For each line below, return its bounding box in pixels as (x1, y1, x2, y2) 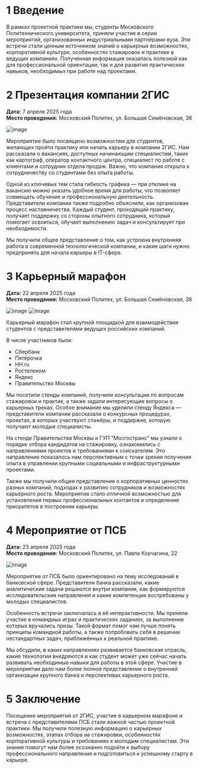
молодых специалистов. (6, 598, 68, 605)
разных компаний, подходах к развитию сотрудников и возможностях (6, 484, 185, 491)
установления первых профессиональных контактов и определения (6, 496, 179, 503)
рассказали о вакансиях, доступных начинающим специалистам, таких (6, 150, 188, 157)
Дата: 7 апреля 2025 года (6, 108, 72, 115)
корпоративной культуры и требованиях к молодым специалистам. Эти (6, 737, 190, 744)
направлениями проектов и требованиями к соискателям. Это (6, 447, 165, 454)
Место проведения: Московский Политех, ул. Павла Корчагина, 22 (6, 550, 178, 557)
